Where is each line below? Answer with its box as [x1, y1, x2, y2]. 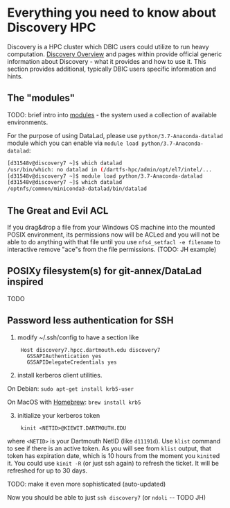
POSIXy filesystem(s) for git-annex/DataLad [7, 265, 202, 277]
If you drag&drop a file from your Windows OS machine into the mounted [7, 223, 215, 231]
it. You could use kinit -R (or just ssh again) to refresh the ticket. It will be [7, 459, 220, 467]
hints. [7, 71, 23, 81]
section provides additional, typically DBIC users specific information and [7, 65, 217, 73]
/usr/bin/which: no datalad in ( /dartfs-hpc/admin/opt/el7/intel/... [7, 166, 213, 173]
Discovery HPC [7, 19, 96, 35]
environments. [7, 118, 48, 126]
